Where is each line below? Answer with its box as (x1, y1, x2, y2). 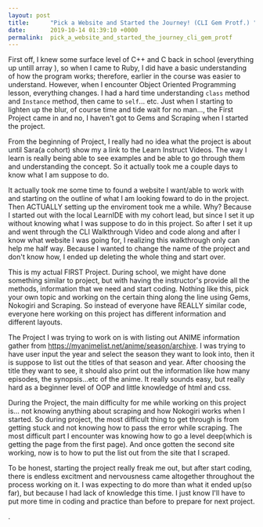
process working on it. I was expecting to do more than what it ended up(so (8, 480, 252, 489)
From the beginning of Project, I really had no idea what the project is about (8, 137, 252, 146)
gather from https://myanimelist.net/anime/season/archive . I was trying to (8, 341, 246, 350)
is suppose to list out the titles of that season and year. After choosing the (8, 358, 247, 368)
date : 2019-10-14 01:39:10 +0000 (8, 26, 139, 34)
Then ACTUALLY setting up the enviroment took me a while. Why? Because (8, 202, 252, 212)
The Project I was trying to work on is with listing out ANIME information (8, 333, 240, 342)
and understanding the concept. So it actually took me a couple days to (8, 162, 239, 171)
